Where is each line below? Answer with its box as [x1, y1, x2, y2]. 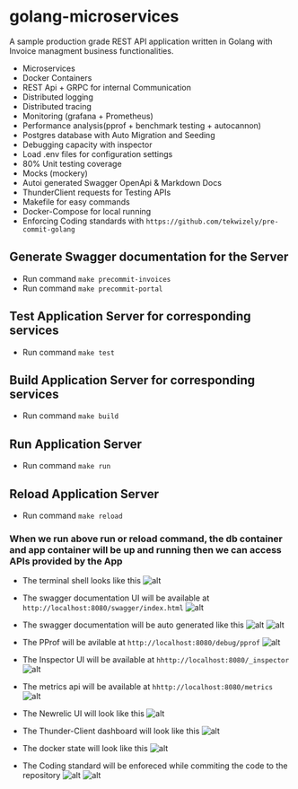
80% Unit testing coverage [22, 158, 123, 169]
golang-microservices [9, 6, 180, 27]
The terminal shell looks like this [22, 575, 142, 586]
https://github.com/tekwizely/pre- [145, 217, 279, 226]
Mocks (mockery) [22, 168, 88, 179]
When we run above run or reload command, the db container [9, 532, 283, 545]
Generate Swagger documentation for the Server [9, 250, 289, 265]
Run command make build [22, 410, 119, 421]
